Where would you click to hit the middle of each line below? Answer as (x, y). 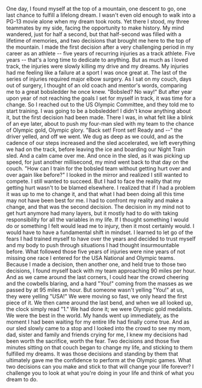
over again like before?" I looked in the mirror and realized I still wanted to (97, 175)
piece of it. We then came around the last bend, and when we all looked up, (100, 303)
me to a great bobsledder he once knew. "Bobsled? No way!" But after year (99, 92)
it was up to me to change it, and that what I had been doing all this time (95, 194)
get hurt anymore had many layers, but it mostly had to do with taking (92, 213)
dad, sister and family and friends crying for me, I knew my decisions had (97, 334)
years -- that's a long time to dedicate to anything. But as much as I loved (97, 60)
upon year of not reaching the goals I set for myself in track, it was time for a (101, 98)
